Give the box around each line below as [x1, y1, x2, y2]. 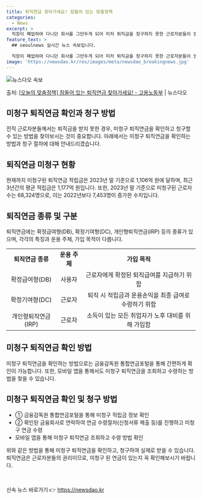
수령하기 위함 [121, 300, 156, 308]
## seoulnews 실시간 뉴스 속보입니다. [11, 43, 96, 49]
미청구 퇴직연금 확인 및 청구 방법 [6, 394, 118, 405]
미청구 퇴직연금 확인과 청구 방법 [6, 108, 116, 118]
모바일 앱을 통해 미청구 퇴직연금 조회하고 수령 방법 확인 [14, 433, 144, 441]
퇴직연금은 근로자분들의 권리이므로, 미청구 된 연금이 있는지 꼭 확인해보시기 [6, 454, 180, 461]
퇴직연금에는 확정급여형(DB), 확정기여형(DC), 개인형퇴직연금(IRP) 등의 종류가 [6, 228, 188, 235]
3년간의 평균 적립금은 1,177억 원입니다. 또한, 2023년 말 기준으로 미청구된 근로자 [6, 184, 192, 191]
